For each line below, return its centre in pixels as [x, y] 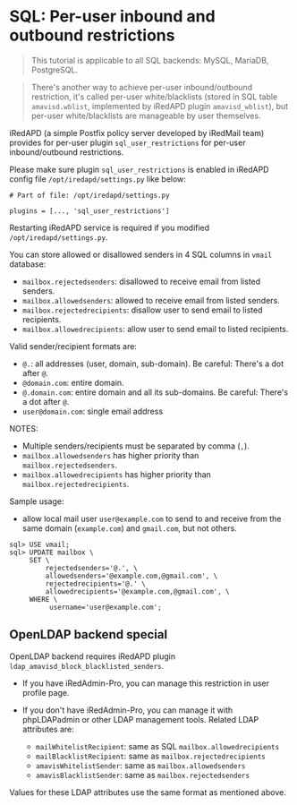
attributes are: [48, 729]
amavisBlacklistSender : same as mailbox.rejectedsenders [143, 775]
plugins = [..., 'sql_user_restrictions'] [89, 211]
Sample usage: [37, 501]
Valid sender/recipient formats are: [73, 346]
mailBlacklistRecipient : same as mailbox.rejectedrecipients [151, 756]
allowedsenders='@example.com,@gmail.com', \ [132, 576]
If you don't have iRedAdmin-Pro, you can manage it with [127, 710]
